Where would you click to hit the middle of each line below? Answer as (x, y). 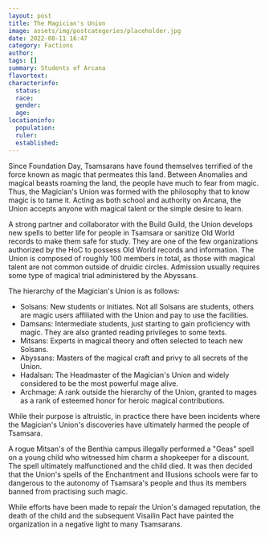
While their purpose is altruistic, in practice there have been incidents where (134, 416)
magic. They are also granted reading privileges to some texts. (123, 332)
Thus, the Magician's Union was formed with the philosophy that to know (129, 191)
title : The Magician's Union (57, 23)
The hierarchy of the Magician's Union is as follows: (94, 291)
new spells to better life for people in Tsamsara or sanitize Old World (122, 232)
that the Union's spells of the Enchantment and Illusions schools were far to (133, 474)
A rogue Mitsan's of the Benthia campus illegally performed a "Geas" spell (131, 449)
